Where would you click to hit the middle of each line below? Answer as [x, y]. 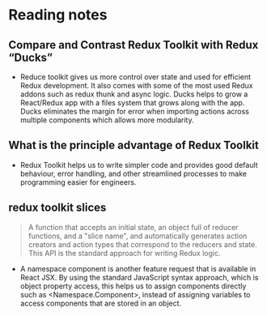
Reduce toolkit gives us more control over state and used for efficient [136, 77]
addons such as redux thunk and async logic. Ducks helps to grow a [134, 94]
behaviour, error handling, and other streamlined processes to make [133, 173]
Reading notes [58, 15]
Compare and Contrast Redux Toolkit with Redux [133, 45]
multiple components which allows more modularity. [107, 120]
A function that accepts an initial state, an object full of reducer [133, 227]
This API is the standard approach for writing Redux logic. [124, 253]
